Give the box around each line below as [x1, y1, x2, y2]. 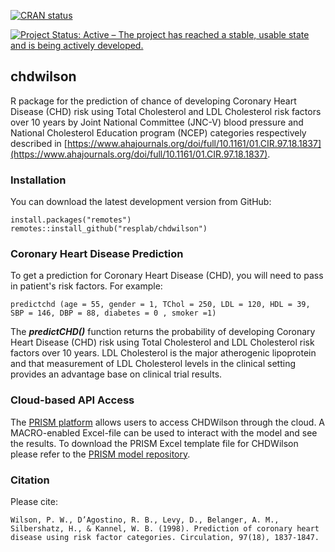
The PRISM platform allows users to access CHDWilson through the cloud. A [10, 416, 326, 428]
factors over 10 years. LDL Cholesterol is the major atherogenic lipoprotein [10, 347, 317, 359]
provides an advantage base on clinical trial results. [10, 368, 223, 380]
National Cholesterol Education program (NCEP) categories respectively [10, 126, 307, 139]
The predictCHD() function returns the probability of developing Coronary [10, 326, 316, 338]
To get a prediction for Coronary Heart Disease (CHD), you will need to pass [10, 270, 324, 282]
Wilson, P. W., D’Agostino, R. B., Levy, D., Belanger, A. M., [10, 515, 280, 525]
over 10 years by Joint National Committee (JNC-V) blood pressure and [10, 116, 304, 128]
